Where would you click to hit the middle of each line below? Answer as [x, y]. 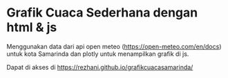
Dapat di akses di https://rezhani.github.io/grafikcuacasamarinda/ [100, 67]
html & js [32, 27]
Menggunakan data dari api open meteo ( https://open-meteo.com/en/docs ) [114, 46]
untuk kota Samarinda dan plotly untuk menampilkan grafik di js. [98, 54]
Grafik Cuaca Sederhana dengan [102, 13]
